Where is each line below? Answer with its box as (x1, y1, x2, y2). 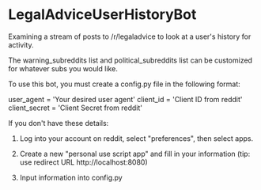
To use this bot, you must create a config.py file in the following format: (8, 79, 241, 89)
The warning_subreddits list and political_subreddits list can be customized (8, 55, 253, 65)
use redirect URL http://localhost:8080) (19, 157, 148, 167)
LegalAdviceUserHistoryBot (8, 6, 197, 24)
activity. (8, 40, 34, 49)
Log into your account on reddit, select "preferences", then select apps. (19, 133, 254, 143)
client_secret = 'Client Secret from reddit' (8, 103, 142, 112)
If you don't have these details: (8, 118, 109, 127)
